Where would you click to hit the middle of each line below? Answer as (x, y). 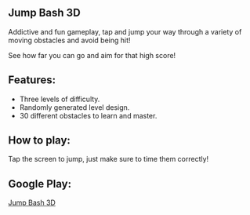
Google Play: (40, 184)
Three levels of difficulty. (60, 99)
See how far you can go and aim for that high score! (92, 55)
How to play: (39, 140)
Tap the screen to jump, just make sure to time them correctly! (109, 159)
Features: (32, 80)
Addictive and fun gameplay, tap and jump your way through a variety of (125, 31)
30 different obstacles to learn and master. (88, 115)
